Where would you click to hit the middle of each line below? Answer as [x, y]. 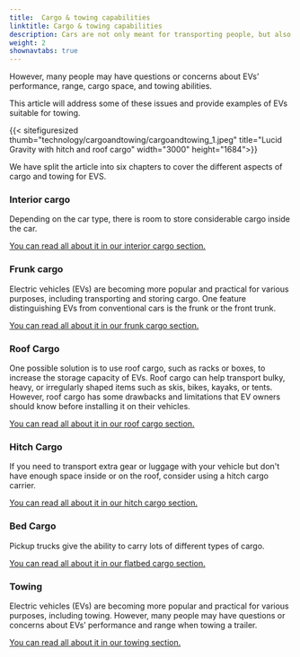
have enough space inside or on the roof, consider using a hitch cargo [139, 476]
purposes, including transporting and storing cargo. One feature [128, 298]
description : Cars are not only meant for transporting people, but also [150, 34]
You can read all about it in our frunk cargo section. [104, 325]
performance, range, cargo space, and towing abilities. [111, 86]
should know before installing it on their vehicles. [100, 407]
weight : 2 [28, 43]
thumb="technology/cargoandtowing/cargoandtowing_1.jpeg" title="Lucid [146, 140]
